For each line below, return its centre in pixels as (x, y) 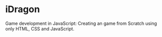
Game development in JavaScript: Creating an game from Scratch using (81, 23)
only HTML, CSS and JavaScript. (40, 28)
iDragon (23, 9)
